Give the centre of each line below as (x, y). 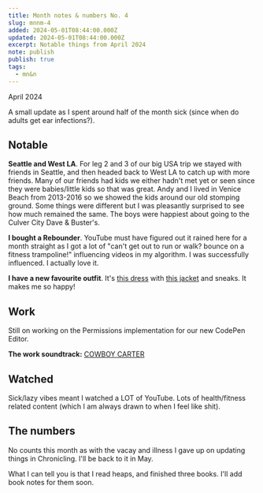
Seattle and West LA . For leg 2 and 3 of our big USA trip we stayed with (125, 164)
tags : (17, 67)
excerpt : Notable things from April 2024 (77, 45)
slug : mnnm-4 (30, 23)
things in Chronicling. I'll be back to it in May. (81, 458)
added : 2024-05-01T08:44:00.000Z (63, 30)
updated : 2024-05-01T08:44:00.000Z (67, 37)
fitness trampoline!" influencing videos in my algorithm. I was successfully (129, 255)
